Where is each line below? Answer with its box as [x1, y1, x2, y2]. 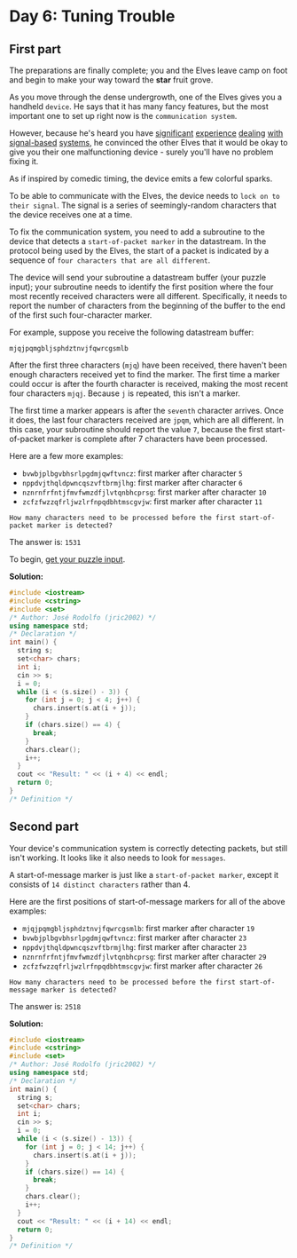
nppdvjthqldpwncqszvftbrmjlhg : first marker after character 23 [21, 941, 247, 952]
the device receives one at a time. [9, 210, 133, 219]
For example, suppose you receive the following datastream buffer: [9, 327, 254, 337]
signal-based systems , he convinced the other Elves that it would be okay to [9, 138, 288, 147]
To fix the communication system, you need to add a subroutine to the [9, 226, 266, 237]
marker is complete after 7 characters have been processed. [47, 433, 268, 444]
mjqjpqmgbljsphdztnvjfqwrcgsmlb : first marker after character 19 [21, 922, 255, 933]
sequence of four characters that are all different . [9, 255, 211, 265]
